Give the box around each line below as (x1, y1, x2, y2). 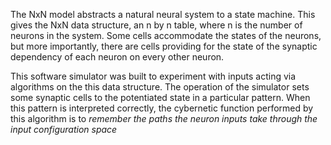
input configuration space (10, 124, 118, 135)
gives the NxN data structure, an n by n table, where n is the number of (10, 19, 303, 31)
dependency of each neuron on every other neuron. (10, 51, 225, 63)
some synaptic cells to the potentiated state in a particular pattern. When (10, 92, 311, 103)
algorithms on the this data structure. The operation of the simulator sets (10, 81, 310, 93)
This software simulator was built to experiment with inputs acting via (10, 70, 297, 82)
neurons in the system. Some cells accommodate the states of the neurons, (10, 30, 322, 41)
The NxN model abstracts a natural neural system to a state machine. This (10, 9, 316, 20)
